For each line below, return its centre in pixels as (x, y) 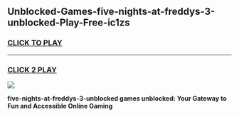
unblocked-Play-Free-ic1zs (69, 23)
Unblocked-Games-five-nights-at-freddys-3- (111, 12)
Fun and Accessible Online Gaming (60, 106)
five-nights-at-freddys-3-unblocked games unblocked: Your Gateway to (117, 98)
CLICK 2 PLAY (32, 69)
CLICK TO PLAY (35, 43)
